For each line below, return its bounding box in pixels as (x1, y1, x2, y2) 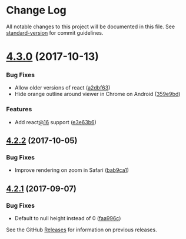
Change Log (6, 4, 67, 17)
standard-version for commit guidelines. (6, 29, 104, 36)
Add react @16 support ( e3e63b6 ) (14, 118, 97, 125)
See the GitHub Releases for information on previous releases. (6, 226, 157, 233)
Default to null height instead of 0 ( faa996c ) (14, 215, 121, 222)
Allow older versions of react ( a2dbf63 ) (14, 84, 111, 91)
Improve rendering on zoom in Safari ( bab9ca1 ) (14, 167, 129, 174)
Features (6, 105, 32, 114)
